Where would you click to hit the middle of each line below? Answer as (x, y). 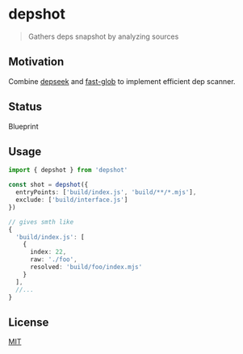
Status (25, 107)
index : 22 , (48, 252)
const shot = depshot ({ (48, 185)
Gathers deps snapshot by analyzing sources (103, 36)
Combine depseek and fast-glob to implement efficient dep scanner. (122, 81)
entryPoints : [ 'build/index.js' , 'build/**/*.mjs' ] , (106, 192)
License (29, 322)
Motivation (36, 62)
